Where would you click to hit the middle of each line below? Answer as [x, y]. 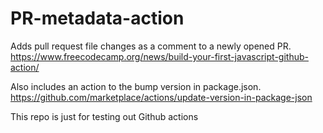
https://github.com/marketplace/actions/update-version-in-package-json [161, 97]
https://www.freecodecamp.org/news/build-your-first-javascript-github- [159, 56]
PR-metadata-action [97, 18]
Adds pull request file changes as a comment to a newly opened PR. [151, 46]
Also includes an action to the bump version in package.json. [136, 86]
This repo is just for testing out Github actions [104, 116]
